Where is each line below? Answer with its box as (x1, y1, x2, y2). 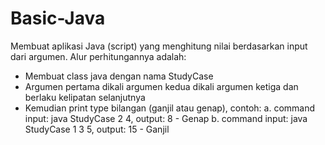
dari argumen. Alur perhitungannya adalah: (10, 50, 187, 62)
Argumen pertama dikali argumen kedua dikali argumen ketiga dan (24, 80, 299, 92)
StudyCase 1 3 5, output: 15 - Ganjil (24, 123, 170, 135)
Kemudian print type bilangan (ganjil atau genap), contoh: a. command (24, 102, 316, 114)
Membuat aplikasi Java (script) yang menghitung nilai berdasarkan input (10, 40, 308, 52)
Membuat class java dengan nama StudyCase (24, 70, 214, 82)
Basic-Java (10, 7, 106, 30)
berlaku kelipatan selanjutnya (24, 91, 146, 103)
